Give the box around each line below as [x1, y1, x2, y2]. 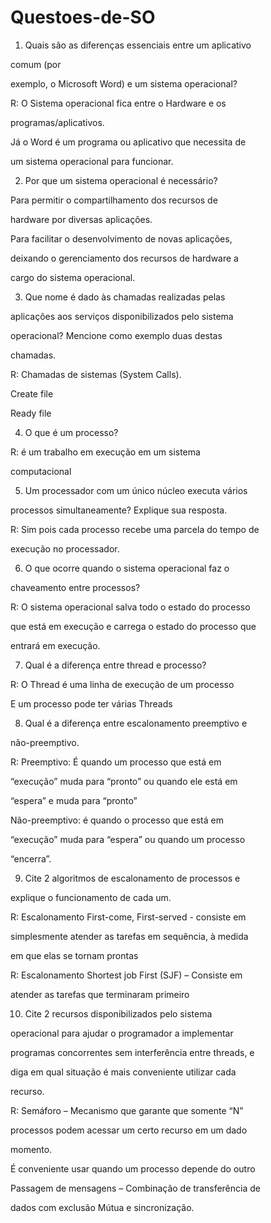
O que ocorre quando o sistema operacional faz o [24, 562, 230, 574]
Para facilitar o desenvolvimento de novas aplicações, [10, 232, 233, 245]
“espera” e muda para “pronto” [10, 794, 138, 806]
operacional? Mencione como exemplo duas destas [10, 329, 223, 341]
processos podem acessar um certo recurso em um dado [10, 1124, 248, 1136]
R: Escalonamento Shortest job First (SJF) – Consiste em [10, 969, 243, 981]
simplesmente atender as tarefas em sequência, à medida [10, 930, 249, 942]
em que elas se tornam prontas [10, 949, 139, 961]
